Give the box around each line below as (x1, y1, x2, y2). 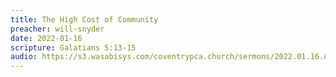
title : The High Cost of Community (10, 14, 159, 25)
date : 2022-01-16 (10, 33, 83, 43)
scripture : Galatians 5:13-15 (10, 42, 137, 53)
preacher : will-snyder (10, 24, 105, 34)
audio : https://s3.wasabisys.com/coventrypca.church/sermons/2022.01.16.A (10, 52, 329, 62)
